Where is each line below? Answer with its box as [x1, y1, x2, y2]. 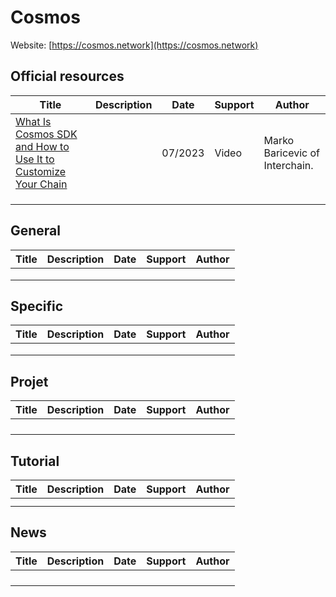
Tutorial [10, 452, 60, 470]
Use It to [15, 152, 55, 166]
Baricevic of [263, 146, 320, 160]
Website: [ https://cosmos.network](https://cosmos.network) [10, 39, 259, 51]
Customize [15, 164, 67, 178]
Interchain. [263, 158, 314, 172]
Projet [10, 373, 49, 390]
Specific [10, 297, 64, 315]
